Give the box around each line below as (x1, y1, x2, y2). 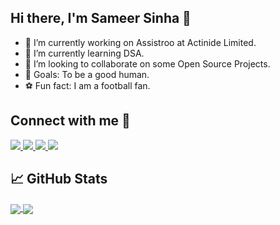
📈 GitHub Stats (10, 171, 108, 188)
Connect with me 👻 (10, 112, 131, 130)
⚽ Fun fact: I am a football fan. (24, 79, 151, 91)
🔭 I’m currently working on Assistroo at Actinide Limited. (24, 36, 257, 48)
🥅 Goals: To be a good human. (24, 68, 150, 80)
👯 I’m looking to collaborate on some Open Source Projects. (24, 57, 271, 70)
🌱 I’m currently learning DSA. (24, 47, 145, 59)
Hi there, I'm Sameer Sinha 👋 (10, 10, 192, 27)
